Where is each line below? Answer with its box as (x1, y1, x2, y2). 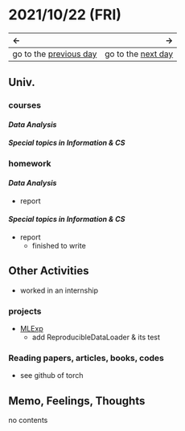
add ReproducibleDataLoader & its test (31, 332, 161, 342)
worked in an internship (19, 285, 99, 295)
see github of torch (19, 371, 84, 380)
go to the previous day (12, 48, 97, 60)
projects (8, 306, 42, 317)
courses (8, 100, 42, 111)
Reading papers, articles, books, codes (8, 352, 165, 363)
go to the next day (104, 48, 174, 60)
